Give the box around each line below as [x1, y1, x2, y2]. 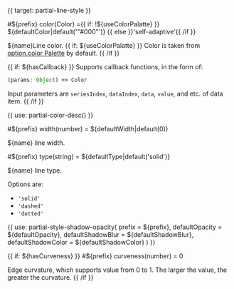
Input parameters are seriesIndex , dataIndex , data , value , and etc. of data [7, 89, 223, 98]
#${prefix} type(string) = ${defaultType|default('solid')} [7, 152, 171, 161]
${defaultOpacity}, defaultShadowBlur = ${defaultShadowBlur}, [7, 230, 194, 238]
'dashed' [17, 203, 44, 210]
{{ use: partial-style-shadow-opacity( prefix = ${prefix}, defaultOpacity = [7, 223, 223, 231]
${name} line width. [7, 138, 65, 147]
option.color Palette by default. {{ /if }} [7, 49, 119, 57]
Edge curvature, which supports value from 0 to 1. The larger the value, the [7, 265, 228, 274]
